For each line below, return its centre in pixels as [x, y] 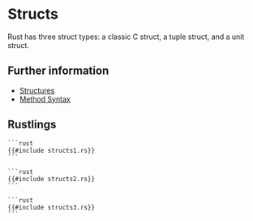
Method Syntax [45, 99]
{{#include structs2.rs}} [51, 179]
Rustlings [32, 125]
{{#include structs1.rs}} [51, 150]
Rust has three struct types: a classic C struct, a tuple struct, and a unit [126, 37]
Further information [58, 71]
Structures [37, 90]
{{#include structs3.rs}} [51, 207]
